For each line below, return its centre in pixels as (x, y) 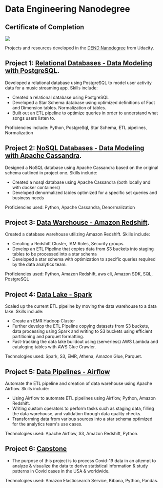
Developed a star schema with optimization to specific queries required (84, 259)
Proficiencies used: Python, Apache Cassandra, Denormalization (70, 207)
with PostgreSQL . (32, 71)
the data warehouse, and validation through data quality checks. (77, 414)
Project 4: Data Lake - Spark (49, 294)
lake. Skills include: (24, 312)
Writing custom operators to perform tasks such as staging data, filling (83, 408)
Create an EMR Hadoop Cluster (44, 321)
